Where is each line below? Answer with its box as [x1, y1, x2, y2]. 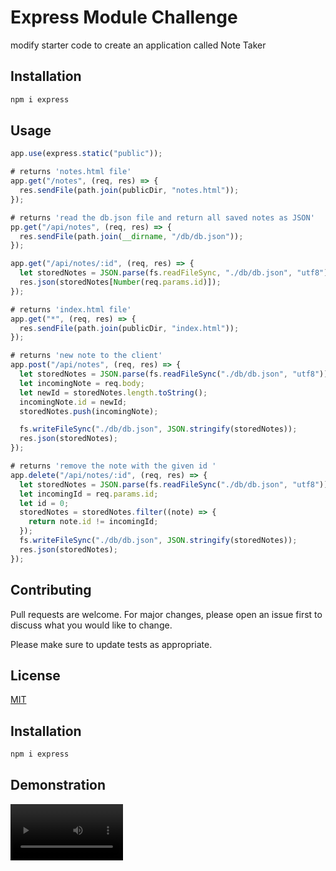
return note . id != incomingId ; [28, 517, 159, 527]
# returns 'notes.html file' [10, 167, 132, 177]
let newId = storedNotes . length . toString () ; [19, 387, 208, 398]
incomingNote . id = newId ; [19, 397, 128, 407]
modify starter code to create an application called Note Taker [10, 39, 267, 51]
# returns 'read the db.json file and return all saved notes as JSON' [10, 212, 315, 223]
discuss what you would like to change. [10, 619, 173, 631]
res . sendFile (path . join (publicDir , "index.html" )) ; [19, 323, 240, 333]
